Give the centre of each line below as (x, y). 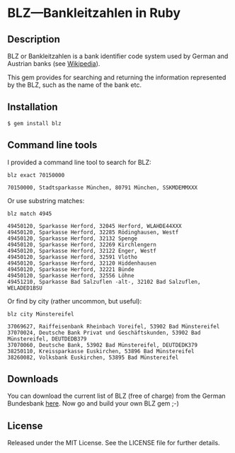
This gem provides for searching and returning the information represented (117, 77)
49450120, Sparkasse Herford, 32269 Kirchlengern (82, 245)
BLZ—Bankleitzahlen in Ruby (94, 13)
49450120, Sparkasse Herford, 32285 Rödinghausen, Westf (93, 232)
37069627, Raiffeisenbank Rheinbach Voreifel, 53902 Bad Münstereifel (114, 326)
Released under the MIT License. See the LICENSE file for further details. (114, 443)
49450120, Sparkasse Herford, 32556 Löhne (71, 275)
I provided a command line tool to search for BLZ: (79, 162)
